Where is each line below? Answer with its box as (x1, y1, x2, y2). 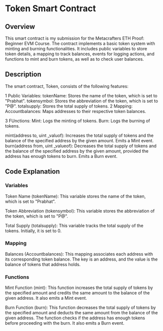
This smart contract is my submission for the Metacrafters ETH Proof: (5, 35, 145, 41)
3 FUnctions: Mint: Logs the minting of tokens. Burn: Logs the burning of (5, 118, 150, 124)
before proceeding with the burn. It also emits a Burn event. (5, 320, 125, 326)
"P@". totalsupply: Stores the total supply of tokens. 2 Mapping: (5, 103, 133, 109)
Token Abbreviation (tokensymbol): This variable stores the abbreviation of (5, 208, 155, 214)
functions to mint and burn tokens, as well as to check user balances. (5, 56, 145, 62)
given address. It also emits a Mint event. (5, 295, 88, 301)
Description (5, 70, 41, 79)
